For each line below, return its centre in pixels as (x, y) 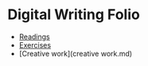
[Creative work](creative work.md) (76, 53)
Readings (34, 37)
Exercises (35, 45)
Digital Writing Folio (74, 15)
